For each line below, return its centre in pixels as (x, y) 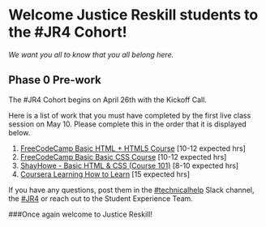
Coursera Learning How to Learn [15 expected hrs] (105, 174)
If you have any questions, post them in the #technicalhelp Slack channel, (131, 190)
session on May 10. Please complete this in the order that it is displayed (128, 124)
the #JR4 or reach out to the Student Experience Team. (101, 198)
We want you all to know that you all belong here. (91, 54)
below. (19, 132)
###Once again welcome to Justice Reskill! (80, 214)
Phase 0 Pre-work (55, 80)
